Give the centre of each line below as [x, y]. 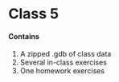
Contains [24, 36]
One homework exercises [62, 71]
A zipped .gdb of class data [66, 54]
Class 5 [33, 14]
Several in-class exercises [63, 62]
